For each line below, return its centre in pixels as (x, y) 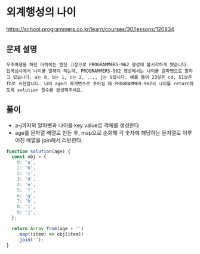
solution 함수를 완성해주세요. (50, 90)
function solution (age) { (38, 151)
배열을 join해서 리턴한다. (54, 140)
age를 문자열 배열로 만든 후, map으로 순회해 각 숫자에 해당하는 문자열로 (98, 132)
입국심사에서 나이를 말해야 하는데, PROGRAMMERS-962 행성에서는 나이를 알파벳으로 (94, 71)
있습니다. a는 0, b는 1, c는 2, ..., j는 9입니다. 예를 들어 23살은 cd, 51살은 (102, 77)
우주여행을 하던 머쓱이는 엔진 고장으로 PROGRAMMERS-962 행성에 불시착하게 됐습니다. (98, 64)
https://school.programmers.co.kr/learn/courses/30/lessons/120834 (90, 29)
